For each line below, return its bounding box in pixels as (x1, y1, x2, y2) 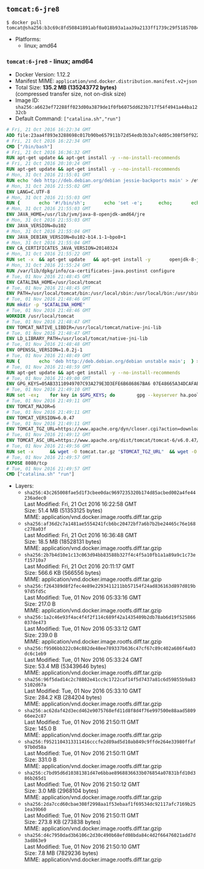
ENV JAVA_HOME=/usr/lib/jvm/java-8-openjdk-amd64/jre (6, 211, 146, 218)
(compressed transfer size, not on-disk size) (15, 91, 126, 98)
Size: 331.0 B (24, 756, 57, 763)
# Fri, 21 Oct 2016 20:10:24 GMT (6, 160, 91, 167)
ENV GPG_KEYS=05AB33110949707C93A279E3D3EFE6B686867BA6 (6, 381, 151, 387)
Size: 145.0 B (24, 725, 56, 732)
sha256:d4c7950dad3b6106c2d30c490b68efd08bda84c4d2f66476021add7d (24, 833, 196, 839)
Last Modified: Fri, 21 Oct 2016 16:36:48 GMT (24, 532, 138, 539)
